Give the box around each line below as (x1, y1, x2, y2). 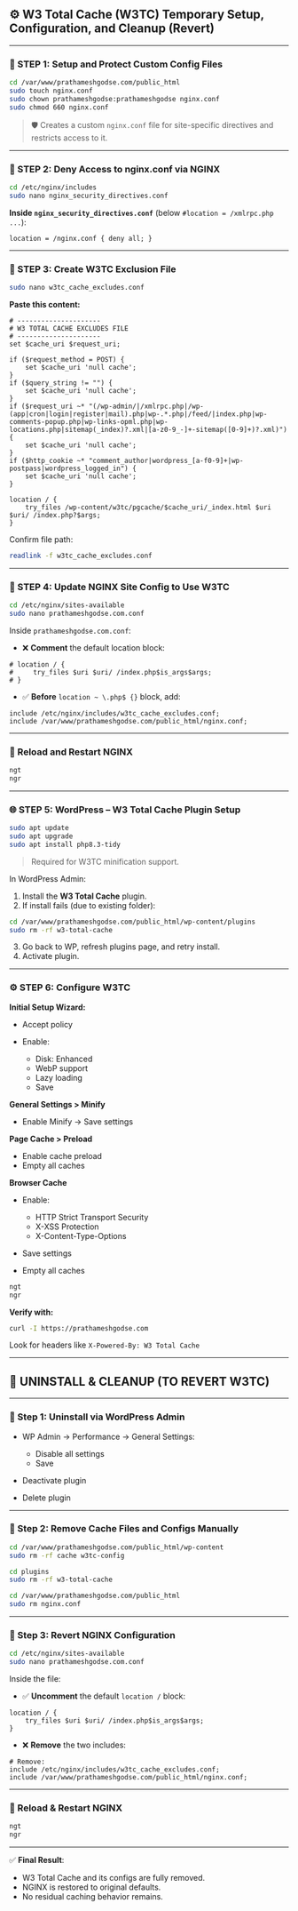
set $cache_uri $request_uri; (9, 340, 122, 348)
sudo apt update (9, 824, 69, 833)
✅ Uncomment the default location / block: (21, 1691, 186, 1701)
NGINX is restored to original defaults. (21, 1882, 161, 1892)
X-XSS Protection (35, 1221, 99, 1232)
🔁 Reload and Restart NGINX (9, 746, 133, 758)
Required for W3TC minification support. (30, 856, 180, 867)
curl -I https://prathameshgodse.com (9, 1323, 149, 1332)
